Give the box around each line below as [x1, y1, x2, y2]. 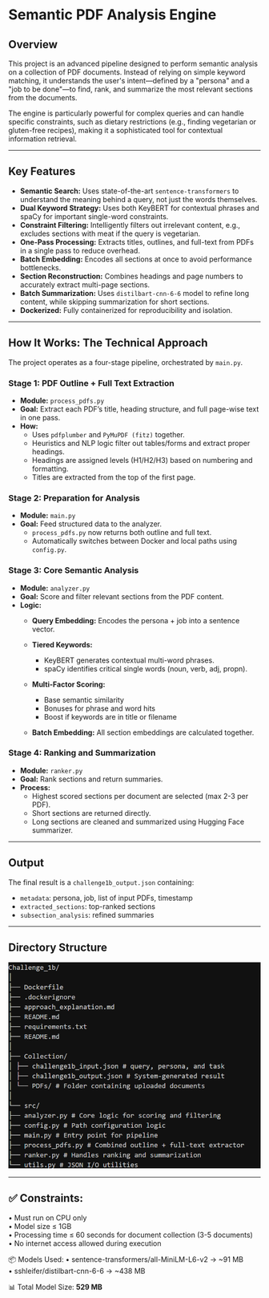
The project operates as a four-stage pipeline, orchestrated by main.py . [8, 357, 243, 367]
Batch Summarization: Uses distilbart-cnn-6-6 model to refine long [19, 288, 250, 298]
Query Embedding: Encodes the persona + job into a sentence [31, 615, 240, 625]
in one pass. [19, 412, 61, 422]
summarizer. [31, 825, 74, 835]
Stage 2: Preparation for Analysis [8, 492, 140, 503]
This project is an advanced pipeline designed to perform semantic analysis [8, 59, 259, 68]
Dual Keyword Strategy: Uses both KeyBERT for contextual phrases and [19, 203, 259, 213]
